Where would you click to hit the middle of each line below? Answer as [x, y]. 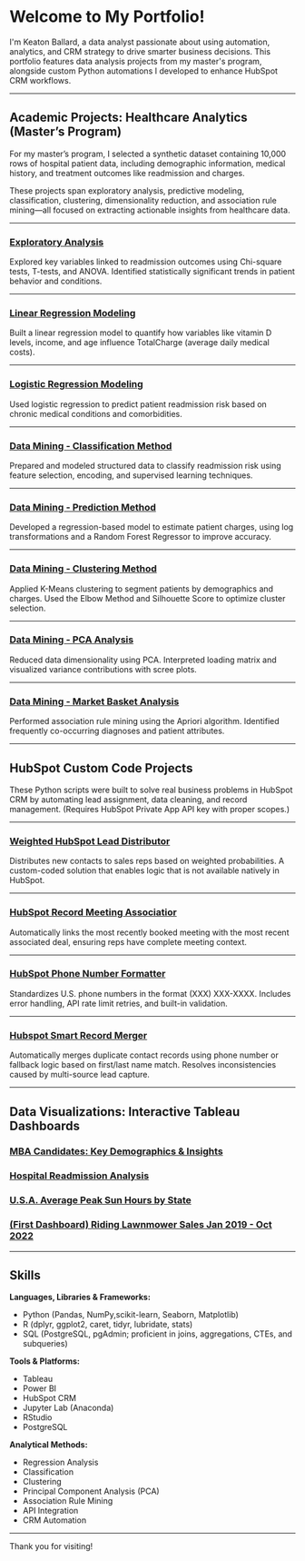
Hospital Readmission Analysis [79, 1176]
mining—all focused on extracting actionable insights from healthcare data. [150, 210]
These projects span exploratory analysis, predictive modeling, [127, 190]
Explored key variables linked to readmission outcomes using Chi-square [146, 262]
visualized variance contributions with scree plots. [103, 669]
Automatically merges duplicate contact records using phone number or [144, 1055]
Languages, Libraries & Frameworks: [80, 1298]
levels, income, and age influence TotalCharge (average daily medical [140, 343]
